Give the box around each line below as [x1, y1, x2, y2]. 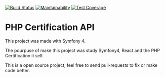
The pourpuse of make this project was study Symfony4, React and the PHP [5, 47, 160, 53]
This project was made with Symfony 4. [5, 38, 85, 44]
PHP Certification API [5, 22, 95, 33]
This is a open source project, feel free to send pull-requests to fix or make [5, 62, 158, 68]
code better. [5, 67, 30, 73]
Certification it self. [5, 52, 44, 58]
